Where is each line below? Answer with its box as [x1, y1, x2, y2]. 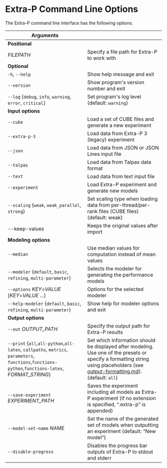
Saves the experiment [87, 382, 138, 389]
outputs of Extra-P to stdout [87, 448, 153, 455]
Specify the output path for [87, 322, 151, 329]
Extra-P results [87, 328, 123, 335]
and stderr [87, 455, 112, 462]
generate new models [87, 187, 138, 194]
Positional [7, 40, 32, 47]
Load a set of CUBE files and [87, 116, 154, 123]
